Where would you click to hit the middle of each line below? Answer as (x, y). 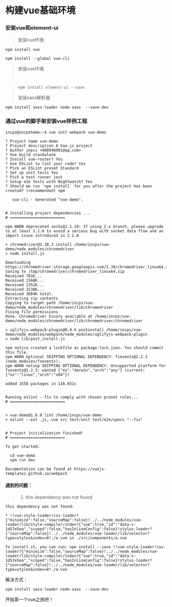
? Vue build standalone (31, 154)
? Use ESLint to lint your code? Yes (46, 164)
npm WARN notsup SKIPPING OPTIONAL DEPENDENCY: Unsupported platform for (86, 366)
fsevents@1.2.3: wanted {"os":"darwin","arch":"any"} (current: (75, 370)
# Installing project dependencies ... (48, 213)
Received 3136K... (25, 289)
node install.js (27, 253)
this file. (17, 352)
